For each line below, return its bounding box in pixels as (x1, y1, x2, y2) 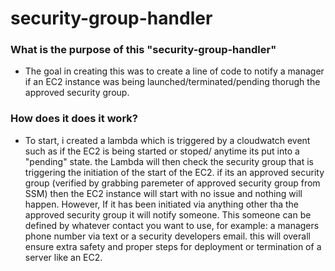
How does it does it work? (10, 112, 138, 126)
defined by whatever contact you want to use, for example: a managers (24, 219, 320, 231)
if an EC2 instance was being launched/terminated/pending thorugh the (24, 76, 321, 88)
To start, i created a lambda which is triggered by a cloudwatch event (24, 134, 311, 146)
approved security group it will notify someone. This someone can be (24, 208, 312, 221)
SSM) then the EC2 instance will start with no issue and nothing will (24, 187, 303, 199)
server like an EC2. (24, 251, 103, 263)
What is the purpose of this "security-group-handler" (10, 43, 277, 57)
